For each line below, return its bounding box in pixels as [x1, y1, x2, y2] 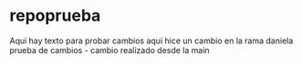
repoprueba [9, 5, 101, 26]
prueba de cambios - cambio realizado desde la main [9, 44, 210, 55]
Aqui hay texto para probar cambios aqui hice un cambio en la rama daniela [9, 35, 294, 46]
